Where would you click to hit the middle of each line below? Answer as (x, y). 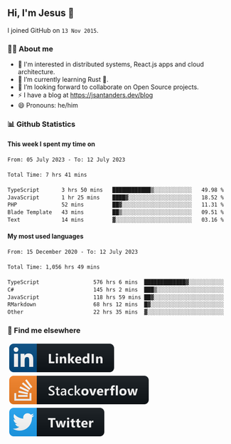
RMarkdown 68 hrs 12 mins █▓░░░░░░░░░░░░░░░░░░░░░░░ (116, 305)
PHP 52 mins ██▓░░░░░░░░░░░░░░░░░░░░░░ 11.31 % (116, 205)
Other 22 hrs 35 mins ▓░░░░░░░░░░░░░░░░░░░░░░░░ (116, 312)
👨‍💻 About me (30, 48)
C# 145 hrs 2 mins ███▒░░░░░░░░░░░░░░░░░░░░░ (116, 289)
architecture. (36, 72)
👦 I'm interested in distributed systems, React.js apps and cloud (111, 64)
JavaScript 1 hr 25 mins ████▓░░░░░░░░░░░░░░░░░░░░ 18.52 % (116, 197)
